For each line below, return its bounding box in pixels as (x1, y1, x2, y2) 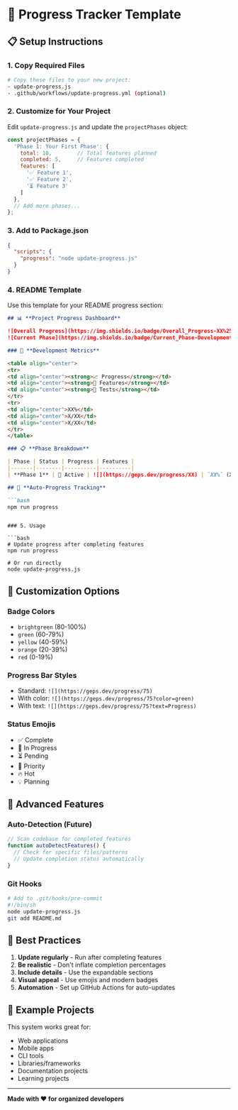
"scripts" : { (13, 248, 52, 255)
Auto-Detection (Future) (7, 819, 92, 829)
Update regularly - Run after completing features (17, 953, 162, 962)
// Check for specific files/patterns (13, 849, 129, 856)
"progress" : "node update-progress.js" (20, 255, 138, 262)
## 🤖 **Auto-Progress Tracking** (7, 484, 106, 491)
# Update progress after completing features (7, 541, 144, 549)
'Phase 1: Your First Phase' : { (13, 143, 110, 150)
